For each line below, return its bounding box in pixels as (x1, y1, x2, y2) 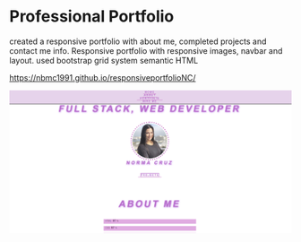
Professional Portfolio (9, 6, 175, 27)
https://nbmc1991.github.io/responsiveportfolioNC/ (9, 72, 196, 82)
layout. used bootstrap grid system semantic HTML (9, 55, 199, 65)
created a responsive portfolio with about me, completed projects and (9, 36, 267, 47)
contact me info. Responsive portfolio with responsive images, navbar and (9, 45, 283, 56)
